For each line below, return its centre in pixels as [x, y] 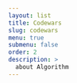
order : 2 [23, 52]
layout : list [30, 15]
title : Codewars [35, 23]
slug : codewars [33, 30]
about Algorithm [42, 67]
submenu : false [33, 45]
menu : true [26, 38]
